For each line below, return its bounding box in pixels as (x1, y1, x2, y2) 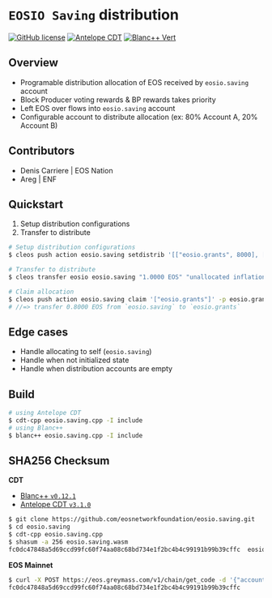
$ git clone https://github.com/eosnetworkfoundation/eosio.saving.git (8, 515, 255, 523)
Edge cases (8, 325, 69, 339)
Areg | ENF (19, 174, 57, 184)
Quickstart (8, 197, 64, 211)
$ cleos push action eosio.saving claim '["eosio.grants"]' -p (8, 295, 227, 303)
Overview (8, 56, 59, 70)
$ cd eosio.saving (8, 523, 70, 532)
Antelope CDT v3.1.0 (19, 500, 91, 510)
